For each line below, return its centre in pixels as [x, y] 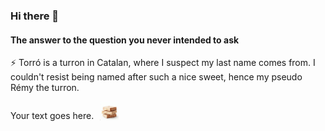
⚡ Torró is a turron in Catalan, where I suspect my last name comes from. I [163, 63]
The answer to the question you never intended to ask [125, 40]
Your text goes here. [52, 116]
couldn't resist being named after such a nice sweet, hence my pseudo [156, 77]
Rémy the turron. [45, 88]
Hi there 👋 [35, 16]
